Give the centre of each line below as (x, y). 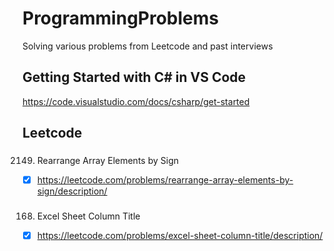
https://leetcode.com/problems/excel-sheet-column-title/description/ (180, 236)
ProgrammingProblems (121, 18)
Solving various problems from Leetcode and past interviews (148, 46)
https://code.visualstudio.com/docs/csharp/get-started (136, 101)
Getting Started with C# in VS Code (134, 77)
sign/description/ (72, 191)
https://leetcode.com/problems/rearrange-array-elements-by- (165, 180)
